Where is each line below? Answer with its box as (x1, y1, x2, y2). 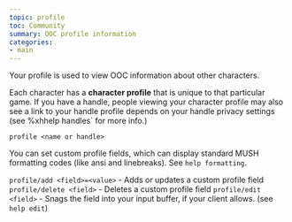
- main (9, 46, 34, 55)
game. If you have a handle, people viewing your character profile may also (9, 96, 284, 107)
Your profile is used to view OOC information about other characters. (9, 70, 260, 80)
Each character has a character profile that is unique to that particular (9, 88, 265, 98)
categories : (9, 37, 53, 47)
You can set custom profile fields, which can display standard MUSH (9, 148, 259, 159)
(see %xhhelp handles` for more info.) (9, 116, 148, 126)
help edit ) (9, 203, 49, 213)
